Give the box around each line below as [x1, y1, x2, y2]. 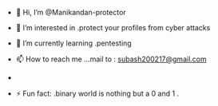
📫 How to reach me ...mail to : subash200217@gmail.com [15, 54, 207, 64]
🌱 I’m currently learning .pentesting [15, 38, 132, 48]
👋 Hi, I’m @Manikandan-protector [15, 8, 126, 17]
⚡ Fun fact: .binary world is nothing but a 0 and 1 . [15, 88, 180, 98]
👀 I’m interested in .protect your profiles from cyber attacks [15, 23, 211, 32]
